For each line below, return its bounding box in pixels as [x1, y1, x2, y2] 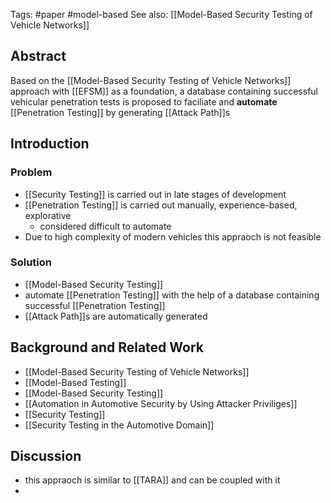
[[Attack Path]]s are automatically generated [24, 310, 208, 322]
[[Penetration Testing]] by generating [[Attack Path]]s [10, 106, 231, 118]
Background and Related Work [10, 339, 204, 356]
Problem [10, 165, 53, 179]
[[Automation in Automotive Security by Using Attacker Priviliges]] [24, 397, 298, 409]
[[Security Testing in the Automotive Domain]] [24, 419, 215, 431]
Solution [10, 255, 53, 269]
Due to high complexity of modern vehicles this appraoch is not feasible [24, 230, 322, 243]
